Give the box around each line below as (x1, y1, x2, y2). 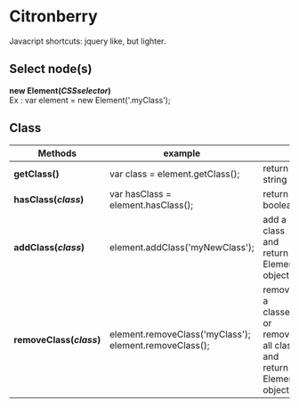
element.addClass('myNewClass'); (109, 241, 255, 253)
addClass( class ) (13, 241, 85, 253)
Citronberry (9, 6, 98, 27)
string (263, 173, 287, 185)
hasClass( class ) (13, 193, 85, 206)
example (163, 147, 201, 159)
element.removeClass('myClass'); (109, 328, 251, 340)
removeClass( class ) (13, 333, 101, 346)
